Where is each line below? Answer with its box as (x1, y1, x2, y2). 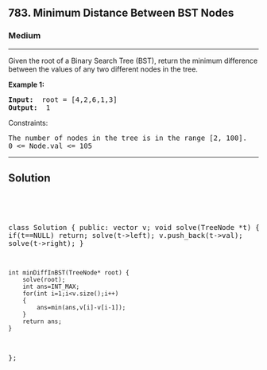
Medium (8, 30, 41, 41)
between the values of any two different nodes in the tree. (8, 64, 199, 74)
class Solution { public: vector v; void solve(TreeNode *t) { (8, 223, 260, 232)
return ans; (22, 317, 62, 325)
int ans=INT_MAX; (22, 282, 80, 290)
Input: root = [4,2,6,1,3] (8, 95, 118, 104)
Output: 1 (8, 103, 51, 112)
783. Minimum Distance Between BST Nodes (8, 6, 234, 20)
